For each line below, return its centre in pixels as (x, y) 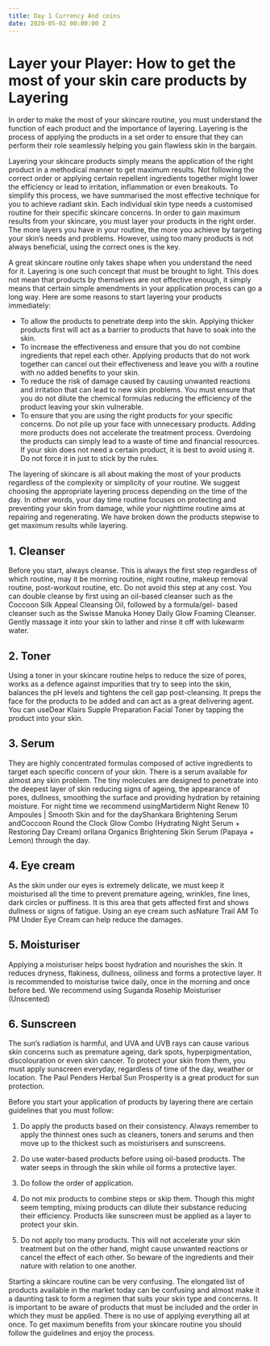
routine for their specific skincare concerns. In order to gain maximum (125, 213)
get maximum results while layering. (68, 526)
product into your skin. (46, 719)
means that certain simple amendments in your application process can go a (135, 288)
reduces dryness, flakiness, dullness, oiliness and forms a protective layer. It (135, 973)
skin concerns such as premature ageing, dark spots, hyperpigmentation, (130, 1052)
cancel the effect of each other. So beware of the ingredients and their (137, 1257)
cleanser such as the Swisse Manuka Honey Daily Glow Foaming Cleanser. (132, 614)
